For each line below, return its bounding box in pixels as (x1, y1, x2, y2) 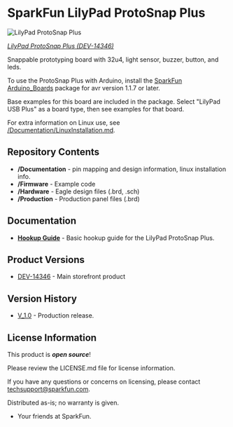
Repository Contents (7, 146, 100, 158)
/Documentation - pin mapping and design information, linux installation (17, 165, 226, 173)
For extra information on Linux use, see (7, 118, 120, 127)
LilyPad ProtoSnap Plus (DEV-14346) (7, 41, 114, 50)
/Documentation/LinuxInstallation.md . (7, 126, 115, 134)
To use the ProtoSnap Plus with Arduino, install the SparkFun (7, 76, 183, 85)
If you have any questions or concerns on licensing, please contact (7, 377, 201, 386)
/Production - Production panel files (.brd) (17, 194, 140, 203)
